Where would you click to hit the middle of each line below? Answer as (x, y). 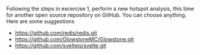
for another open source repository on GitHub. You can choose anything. (96, 15)
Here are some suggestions (41, 21)
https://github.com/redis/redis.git (56, 33)
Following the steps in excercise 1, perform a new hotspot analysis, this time (100, 9)
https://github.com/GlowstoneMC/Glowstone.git (74, 39)
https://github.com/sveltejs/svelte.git (60, 45)
